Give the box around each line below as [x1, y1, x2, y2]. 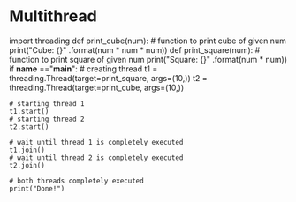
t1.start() [9, 107, 49, 116]
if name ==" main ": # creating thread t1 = [9, 64, 158, 74]
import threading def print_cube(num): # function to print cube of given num [9, 35, 287, 46]
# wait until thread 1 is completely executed [9, 138, 184, 146]
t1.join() [9, 146, 46, 154]
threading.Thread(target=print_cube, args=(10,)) [9, 82, 185, 93]
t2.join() [9, 161, 46, 169]
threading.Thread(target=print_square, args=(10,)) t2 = [9, 72, 208, 83]
